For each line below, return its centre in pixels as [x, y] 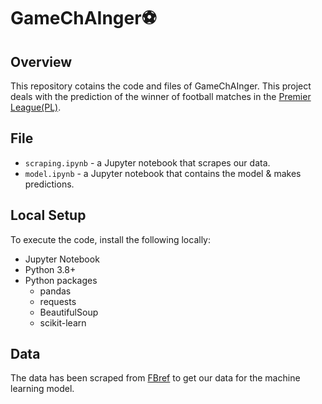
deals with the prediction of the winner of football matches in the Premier [161, 96]
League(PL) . [36, 107]
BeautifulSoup [69, 312]
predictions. [49, 184]
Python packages [61, 280]
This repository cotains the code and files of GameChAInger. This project [161, 86]
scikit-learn [63, 322]
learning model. [42, 389]
